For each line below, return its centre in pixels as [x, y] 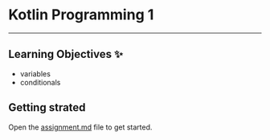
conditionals [40, 82]
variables [35, 73]
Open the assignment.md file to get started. [80, 127]
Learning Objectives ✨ [65, 54]
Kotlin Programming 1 [81, 15]
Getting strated [47, 107]
